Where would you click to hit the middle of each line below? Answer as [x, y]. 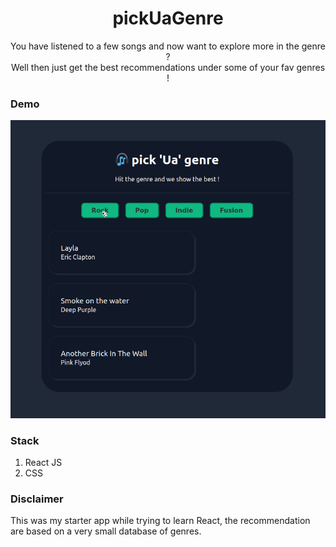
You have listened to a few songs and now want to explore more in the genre [168, 46]
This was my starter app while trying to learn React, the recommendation [160, 521]
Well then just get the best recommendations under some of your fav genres [168, 67]
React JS [43, 462]
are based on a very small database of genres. [106, 531]
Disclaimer [37, 499]
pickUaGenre [168, 18]
